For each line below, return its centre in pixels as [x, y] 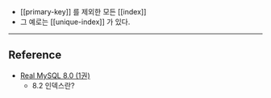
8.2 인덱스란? [53, 85]
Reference [35, 55]
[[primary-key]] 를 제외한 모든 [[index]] [83, 12]
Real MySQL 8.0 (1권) [55, 76]
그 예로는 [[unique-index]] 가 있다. [75, 22]
